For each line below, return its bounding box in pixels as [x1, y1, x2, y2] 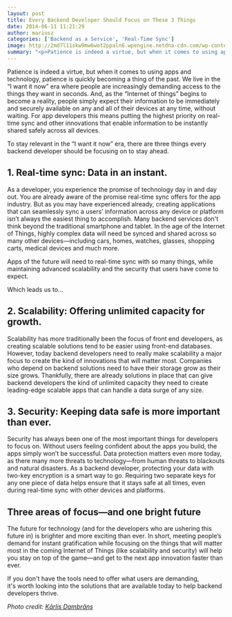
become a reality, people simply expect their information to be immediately [7, 97, 220, 105]
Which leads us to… [7, 285, 64, 293]
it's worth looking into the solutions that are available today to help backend [7, 582, 222, 590]
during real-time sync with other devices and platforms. [7, 486, 166, 494]
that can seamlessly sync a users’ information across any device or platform [7, 207, 224, 215]
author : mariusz [7, 29, 54, 37]
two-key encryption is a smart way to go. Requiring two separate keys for [7, 471, 216, 480]
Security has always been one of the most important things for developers [7, 435, 219, 443]
